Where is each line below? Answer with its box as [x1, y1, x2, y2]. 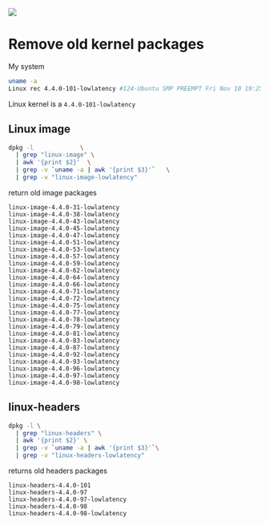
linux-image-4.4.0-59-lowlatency [8, 259, 120, 268]
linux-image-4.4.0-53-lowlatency [8, 245, 120, 253]
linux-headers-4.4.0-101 [8, 482, 91, 490]
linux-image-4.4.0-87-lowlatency [8, 343, 120, 352]
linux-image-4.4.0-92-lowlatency [8, 350, 120, 358]
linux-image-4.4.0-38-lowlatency [8, 210, 120, 218]
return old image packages [8, 188, 98, 197]
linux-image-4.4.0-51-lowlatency [8, 238, 120, 246]
